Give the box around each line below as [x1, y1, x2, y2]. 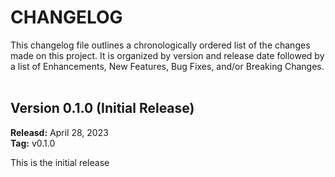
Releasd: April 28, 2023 [10, 126, 109, 138]
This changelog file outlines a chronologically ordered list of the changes [10, 39, 311, 51]
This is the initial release [10, 156, 110, 168]
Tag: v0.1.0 [10, 137, 56, 149]
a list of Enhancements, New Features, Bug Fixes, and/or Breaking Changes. [10, 60, 325, 72]
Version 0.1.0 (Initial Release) [10, 100, 195, 117]
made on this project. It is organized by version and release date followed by [10, 49, 325, 61]
